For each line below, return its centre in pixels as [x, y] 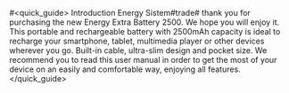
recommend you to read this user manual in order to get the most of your [143, 60]
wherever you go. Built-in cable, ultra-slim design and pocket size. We [138, 50]
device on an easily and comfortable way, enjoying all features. [125, 69]
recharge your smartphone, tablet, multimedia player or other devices [137, 41]
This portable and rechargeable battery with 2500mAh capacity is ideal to [145, 31]
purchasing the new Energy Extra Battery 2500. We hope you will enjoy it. [144, 22]
